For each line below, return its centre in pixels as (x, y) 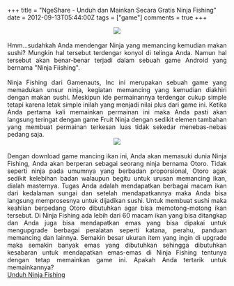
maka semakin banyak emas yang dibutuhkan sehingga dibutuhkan (117, 245)
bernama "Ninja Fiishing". (44, 68)
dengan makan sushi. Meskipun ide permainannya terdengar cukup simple (117, 97)
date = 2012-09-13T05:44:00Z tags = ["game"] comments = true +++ (107, 17)
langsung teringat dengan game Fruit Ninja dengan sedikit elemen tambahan (117, 119)
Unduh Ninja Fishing (36, 274)
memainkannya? (31, 267)
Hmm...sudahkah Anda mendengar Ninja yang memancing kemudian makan (117, 45)
